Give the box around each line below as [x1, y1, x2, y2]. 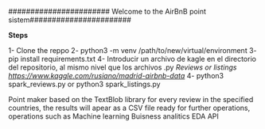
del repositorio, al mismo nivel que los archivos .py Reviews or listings [8, 63, 237, 72]
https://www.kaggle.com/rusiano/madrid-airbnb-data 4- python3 [8, 71, 224, 80]
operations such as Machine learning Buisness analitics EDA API [8, 112, 219, 121]
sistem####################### [8, 15, 131, 25]
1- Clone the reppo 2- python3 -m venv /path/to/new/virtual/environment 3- [8, 46, 257, 55]
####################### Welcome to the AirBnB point [8, 7, 207, 16]
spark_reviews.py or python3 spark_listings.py [8, 79, 161, 89]
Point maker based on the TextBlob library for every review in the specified [8, 95, 254, 104]
